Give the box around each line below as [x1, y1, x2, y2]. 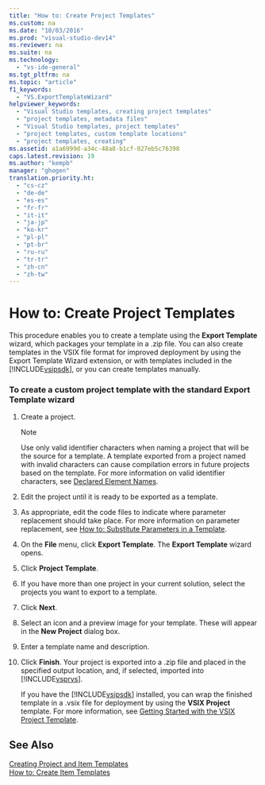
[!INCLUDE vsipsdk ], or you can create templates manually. [9, 365, 201, 374]
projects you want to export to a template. [20, 587, 158, 597]
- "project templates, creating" [16, 137, 127, 145]
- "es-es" [16, 196, 48, 204]
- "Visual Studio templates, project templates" [16, 122, 180, 130]
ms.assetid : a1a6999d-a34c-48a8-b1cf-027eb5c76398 [9, 145, 180, 153]
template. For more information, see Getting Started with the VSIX [20, 706, 236, 716]
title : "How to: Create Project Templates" [9, 11, 156, 20]
